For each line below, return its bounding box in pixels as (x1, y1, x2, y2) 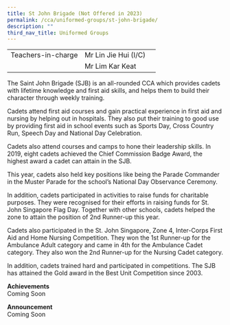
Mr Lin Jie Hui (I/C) (84, 50, 146, 60)
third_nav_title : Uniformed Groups (7, 29, 109, 36)
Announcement (7, 303, 53, 311)
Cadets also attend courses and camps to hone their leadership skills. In (7, 143, 211, 151)
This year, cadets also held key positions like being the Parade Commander (7, 170, 220, 179)
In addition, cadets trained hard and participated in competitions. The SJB (7, 262, 216, 270)
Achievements (7, 282, 50, 291)
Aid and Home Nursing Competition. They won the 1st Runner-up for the (7, 233, 211, 242)
